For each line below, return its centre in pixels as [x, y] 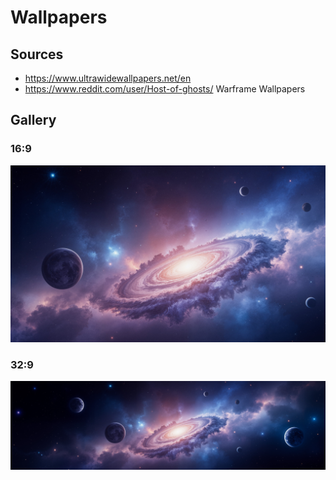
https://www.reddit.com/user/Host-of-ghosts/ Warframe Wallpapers [165, 89]
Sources [37, 54]
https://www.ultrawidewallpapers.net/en [108, 78]
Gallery [33, 120]
